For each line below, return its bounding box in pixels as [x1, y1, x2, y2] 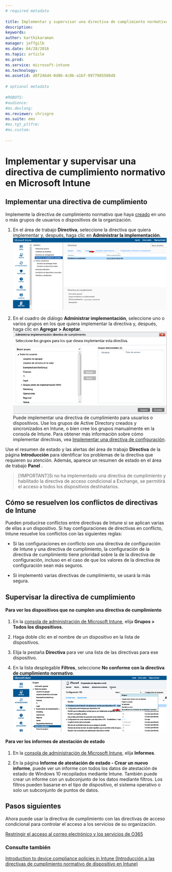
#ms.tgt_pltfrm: [5, 122, 40, 127]
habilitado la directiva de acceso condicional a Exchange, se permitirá [17, 478, 165, 484]
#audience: [5, 100, 29, 105]
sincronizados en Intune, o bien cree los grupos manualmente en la [12, 425, 155, 431]
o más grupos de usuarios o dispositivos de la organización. [5, 216, 132, 223]
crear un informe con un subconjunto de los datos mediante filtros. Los [12, 776, 163, 782]
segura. [12, 578, 29, 584]
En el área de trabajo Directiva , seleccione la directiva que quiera [12, 226, 151, 233]
